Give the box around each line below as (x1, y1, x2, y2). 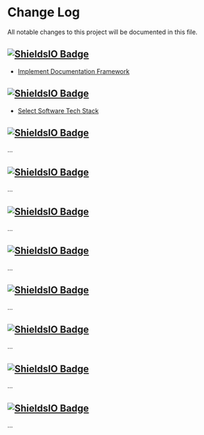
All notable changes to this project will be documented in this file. (7, 28, 198, 36)
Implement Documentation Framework (17, 67, 130, 75)
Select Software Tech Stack (17, 106, 99, 115)
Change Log (7, 4, 80, 21)
